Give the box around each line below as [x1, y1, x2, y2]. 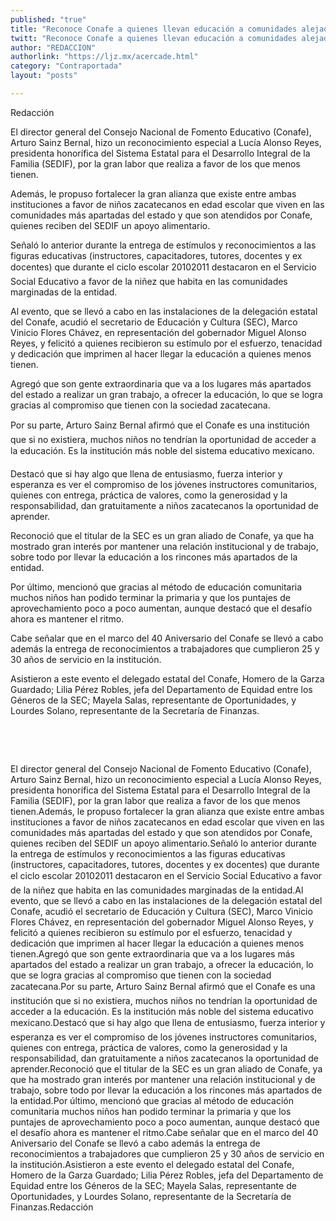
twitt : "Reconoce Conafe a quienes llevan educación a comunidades [10, 33, 298, 43]
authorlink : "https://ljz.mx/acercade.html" [10, 52, 199, 62]
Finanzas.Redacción [10, 1201, 94, 1213]
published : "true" [10, 14, 87, 25]
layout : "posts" [10, 71, 78, 81]
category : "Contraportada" [10, 61, 123, 71]
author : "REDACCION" [10, 42, 97, 53]
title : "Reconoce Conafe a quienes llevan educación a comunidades [10, 24, 298, 34]
